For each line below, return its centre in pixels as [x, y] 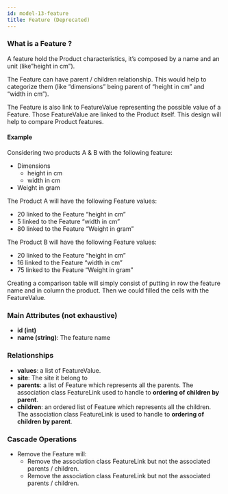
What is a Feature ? [40, 44]
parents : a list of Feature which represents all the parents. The [105, 385]
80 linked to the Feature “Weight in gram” [75, 229]
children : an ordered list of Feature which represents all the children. [114, 407]
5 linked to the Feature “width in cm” [68, 221]
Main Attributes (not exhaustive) [62, 315]
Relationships [30, 356]
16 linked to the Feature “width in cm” [70, 262]
